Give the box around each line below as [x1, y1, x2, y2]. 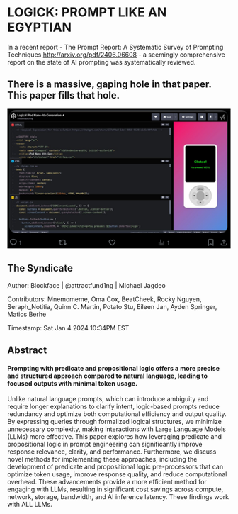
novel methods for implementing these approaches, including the [7, 455, 198, 464]
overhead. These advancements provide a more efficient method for [7, 478, 207, 486]
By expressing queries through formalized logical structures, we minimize [7, 418, 222, 426]
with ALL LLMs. [7, 501, 52, 509]
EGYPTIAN [7, 19, 72, 35]
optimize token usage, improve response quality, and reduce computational [7, 470, 227, 479]
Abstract [7, 344, 47, 356]
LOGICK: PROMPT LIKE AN [7, 4, 167, 21]
